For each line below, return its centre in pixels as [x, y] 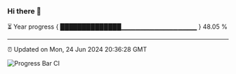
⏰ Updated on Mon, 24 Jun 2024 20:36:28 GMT [77, 50]
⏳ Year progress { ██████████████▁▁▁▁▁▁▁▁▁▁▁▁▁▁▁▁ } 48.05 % [118, 27]
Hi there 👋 [25, 11]
